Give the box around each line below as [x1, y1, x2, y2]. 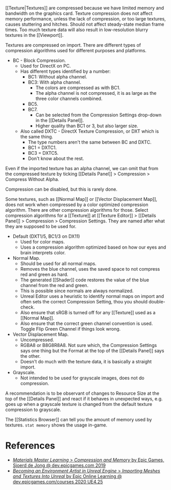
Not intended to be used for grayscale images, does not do [20, 375, 144, 381]
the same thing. [20, 134, 54, 139]
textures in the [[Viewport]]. [5, 32, 64, 38]
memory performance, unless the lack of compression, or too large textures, [5, 16, 166, 22]
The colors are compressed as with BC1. [35, 85, 121, 91]
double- [149, 299, 166, 304]
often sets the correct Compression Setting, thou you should [20, 299, 148, 304]
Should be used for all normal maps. [20, 260, 97, 267]
